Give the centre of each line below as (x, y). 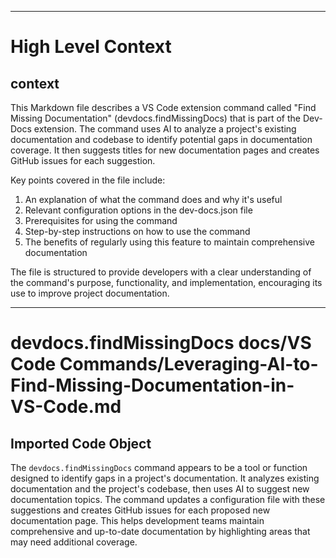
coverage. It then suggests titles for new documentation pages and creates (165, 150)
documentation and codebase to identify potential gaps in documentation (161, 139)
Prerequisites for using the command (101, 220)
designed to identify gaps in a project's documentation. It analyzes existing (165, 478)
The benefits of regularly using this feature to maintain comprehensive (170, 242)
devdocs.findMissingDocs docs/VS (161, 343)
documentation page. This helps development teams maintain (137, 520)
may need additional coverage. (74, 542)
